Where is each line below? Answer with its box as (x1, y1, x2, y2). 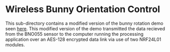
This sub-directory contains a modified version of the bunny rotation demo (5, 20, 163, 26)
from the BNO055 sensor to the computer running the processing (5, 31, 144, 37)
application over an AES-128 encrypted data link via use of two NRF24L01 (5, 36, 162, 42)
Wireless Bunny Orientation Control (5, 4, 160, 15)
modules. (5, 41, 25, 47)
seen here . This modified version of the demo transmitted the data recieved (5, 25, 165, 31)
